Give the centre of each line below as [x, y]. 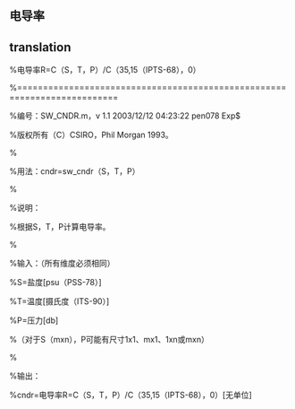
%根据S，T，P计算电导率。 [60, 227]
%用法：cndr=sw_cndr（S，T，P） [75, 171]
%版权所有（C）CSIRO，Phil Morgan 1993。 [92, 135]
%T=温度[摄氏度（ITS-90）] [59, 301]
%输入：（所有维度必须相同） [62, 264]
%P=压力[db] [34, 320]
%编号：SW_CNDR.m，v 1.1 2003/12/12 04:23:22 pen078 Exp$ [125, 116]
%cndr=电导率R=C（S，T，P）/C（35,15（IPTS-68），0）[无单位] [131, 395]
